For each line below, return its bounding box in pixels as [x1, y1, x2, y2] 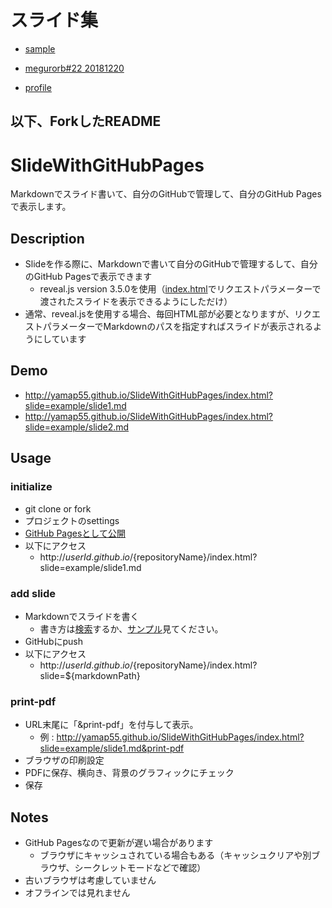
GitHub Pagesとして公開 [24, 527, 126, 539]
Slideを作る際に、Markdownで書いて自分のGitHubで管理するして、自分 [24, 258, 318, 270]
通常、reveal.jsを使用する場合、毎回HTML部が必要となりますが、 [24, 308, 295, 320]
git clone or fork [24, 502, 92, 515]
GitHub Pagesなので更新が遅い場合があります [24, 836, 214, 848]
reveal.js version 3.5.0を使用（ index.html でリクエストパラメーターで [39, 283, 322, 295]
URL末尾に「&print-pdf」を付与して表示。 [24, 719, 199, 731]
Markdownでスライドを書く [24, 610, 140, 622]
